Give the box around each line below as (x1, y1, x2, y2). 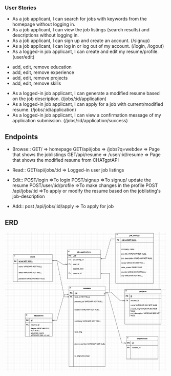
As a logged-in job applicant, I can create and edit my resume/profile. (12, 48, 159, 55)
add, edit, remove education (12, 64, 72, 70)
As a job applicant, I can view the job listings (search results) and (12, 27, 149, 33)
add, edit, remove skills (12, 80, 61, 86)
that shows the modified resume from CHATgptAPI (12, 157, 119, 163)
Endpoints (5, 133, 38, 141)
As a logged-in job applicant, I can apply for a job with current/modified (12, 101, 163, 107)
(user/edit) (12, 54, 35, 60)
